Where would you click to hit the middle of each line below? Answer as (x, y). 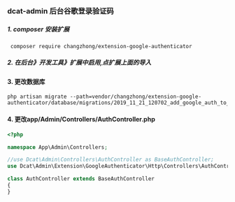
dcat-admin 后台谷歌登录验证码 (60, 10)
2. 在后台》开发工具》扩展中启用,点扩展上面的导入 (79, 63)
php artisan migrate (37, 97)
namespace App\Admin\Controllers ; (58, 147)
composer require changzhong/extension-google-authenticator (101, 46)
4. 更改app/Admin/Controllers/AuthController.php (81, 120)
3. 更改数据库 (26, 81)
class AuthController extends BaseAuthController (81, 179)
